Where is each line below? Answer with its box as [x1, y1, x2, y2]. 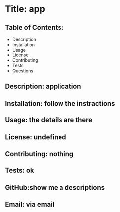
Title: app [5, 3, 46, 15]
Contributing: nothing [5, 150, 74, 158]
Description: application [5, 82, 81, 91]
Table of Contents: [5, 23, 64, 32]
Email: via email [5, 200, 55, 209]
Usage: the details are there [5, 116, 93, 124]
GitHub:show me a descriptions [5, 183, 105, 192]
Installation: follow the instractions [5, 99, 115, 107]
